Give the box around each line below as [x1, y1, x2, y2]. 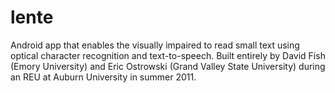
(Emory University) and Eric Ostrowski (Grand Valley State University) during [10, 60, 326, 72]
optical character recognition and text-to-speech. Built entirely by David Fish [10, 49, 326, 61]
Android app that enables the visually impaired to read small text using [10, 39, 300, 51]
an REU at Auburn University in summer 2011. [10, 71, 197, 83]
